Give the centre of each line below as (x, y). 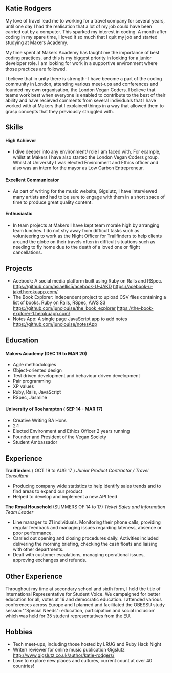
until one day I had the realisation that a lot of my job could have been (79, 26)
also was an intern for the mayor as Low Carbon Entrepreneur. (78, 168)
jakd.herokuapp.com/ (35, 292)
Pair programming (32, 381)
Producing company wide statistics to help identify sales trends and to (87, 486)
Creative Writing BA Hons (39, 420)
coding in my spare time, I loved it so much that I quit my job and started (81, 37)
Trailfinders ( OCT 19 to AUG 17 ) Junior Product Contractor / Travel (77, 471)
